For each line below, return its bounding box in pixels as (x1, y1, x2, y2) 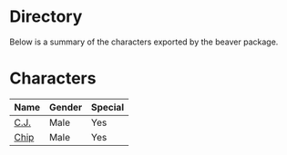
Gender (48, 101, 83, 113)
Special (90, 101, 125, 113)
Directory (9, 6, 83, 27)
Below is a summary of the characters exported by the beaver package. (9, 36, 279, 47)
